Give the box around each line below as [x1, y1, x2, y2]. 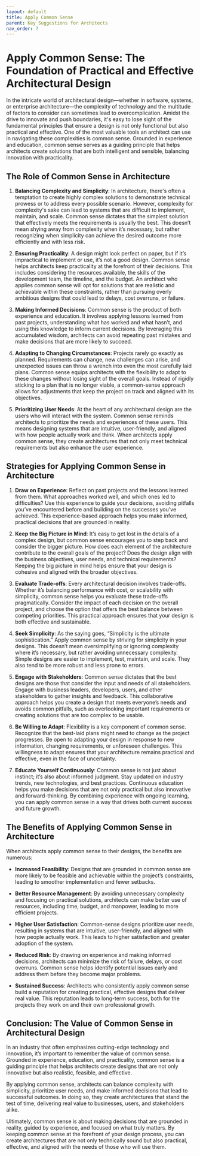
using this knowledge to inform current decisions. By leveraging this [14, 325, 183, 332]
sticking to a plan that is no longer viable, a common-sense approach [14, 381, 186, 389]
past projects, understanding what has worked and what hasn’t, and [14, 319, 183, 326]
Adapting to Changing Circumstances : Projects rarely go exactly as [14, 350, 184, 357]
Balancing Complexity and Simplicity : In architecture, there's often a [14, 187, 186, 194]
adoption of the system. [14, 940, 73, 947]
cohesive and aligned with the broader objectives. [14, 568, 139, 576]
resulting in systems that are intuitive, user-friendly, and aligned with [14, 927, 184, 934]
